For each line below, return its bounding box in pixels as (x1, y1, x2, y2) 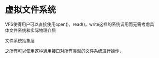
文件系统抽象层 (5, 37, 35, 43)
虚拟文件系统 (5, 4, 57, 15)
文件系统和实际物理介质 (9, 27, 56, 33)
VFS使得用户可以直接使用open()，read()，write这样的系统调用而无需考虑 (5, 21, 150, 27)
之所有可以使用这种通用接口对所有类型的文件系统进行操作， (5, 48, 124, 54)
